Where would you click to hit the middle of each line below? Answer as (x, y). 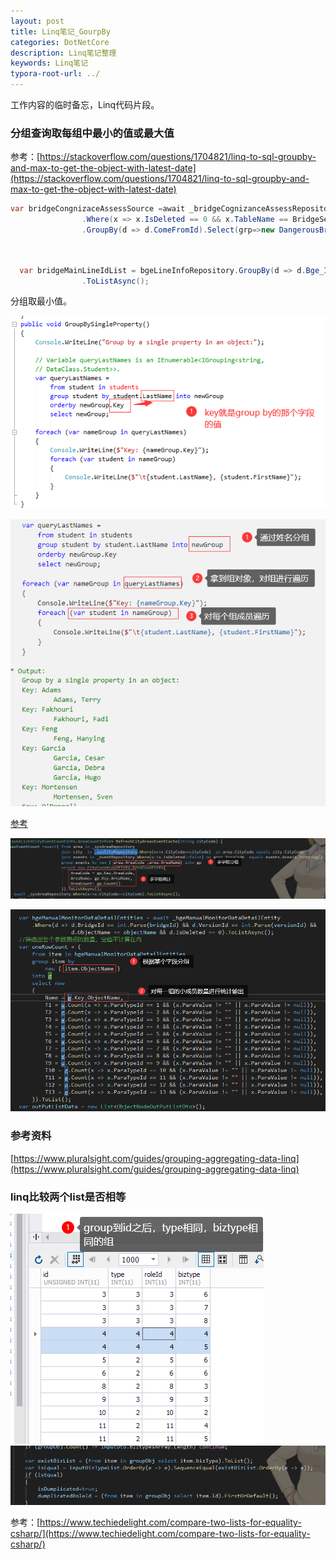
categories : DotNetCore (60, 42)
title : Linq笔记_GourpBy (60, 31)
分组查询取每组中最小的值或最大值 (92, 133)
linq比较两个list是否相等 (68, 1197)
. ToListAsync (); (115, 281)
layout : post (37, 21)
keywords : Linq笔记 (49, 63)
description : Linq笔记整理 (63, 53)
